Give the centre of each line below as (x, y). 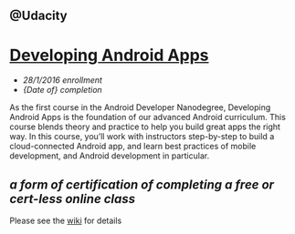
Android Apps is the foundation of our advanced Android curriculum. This (147, 117)
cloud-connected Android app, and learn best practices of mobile (133, 147)
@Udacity (38, 16)
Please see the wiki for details (66, 221)
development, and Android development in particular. (110, 156)
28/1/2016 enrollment (63, 80)
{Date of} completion (62, 90)
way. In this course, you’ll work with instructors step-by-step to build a (142, 137)
